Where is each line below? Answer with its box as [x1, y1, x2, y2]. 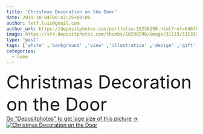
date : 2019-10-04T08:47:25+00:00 [6, 14, 91, 21]
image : [6, 31, 23, 37]
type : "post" [6, 37, 39, 43]
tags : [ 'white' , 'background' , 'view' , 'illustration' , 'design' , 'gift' [6, 43, 196, 49]
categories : [6, 48, 36, 54]
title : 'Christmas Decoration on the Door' [6, 8, 118, 15]
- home [11, 54, 28, 60]
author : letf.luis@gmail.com [6, 20, 80, 26]
